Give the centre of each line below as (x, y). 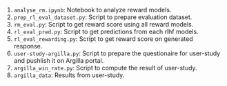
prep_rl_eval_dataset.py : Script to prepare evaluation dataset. (103, 17)
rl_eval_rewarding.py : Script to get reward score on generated (103, 39)
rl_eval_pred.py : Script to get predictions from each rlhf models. (106, 31)
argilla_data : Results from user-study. (69, 75)
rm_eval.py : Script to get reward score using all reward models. (103, 24)
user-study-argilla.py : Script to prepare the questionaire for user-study (117, 53)
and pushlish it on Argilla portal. (59, 60)
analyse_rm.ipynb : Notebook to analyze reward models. (92, 10)
